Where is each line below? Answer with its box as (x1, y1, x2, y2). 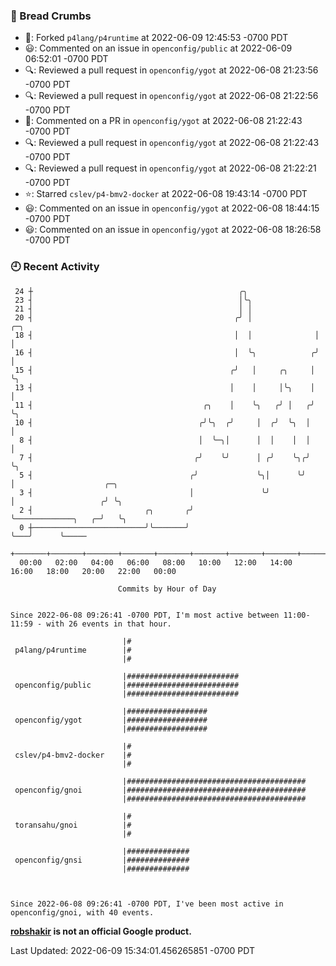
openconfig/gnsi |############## (14, 855, 190, 865)
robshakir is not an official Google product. (10, 925, 192, 937)
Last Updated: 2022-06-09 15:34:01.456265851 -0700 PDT (10, 944, 255, 956)
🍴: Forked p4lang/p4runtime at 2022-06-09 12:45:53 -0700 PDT (24, 32, 289, 44)
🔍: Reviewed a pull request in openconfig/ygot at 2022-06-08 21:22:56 (24, 90, 319, 102)
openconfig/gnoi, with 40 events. (10, 907, 155, 918)
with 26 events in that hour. (46, 619, 172, 629)
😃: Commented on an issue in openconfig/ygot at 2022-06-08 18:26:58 (24, 224, 322, 236)
